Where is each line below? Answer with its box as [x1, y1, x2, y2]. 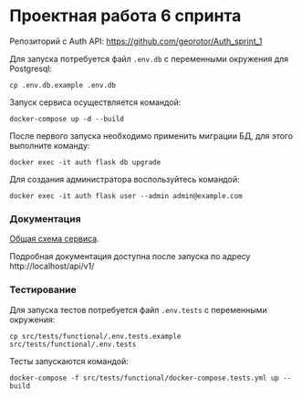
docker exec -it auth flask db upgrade [9, 157, 161, 167]
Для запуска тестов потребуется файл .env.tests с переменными [9, 304, 267, 315]
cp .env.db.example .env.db [9, 80, 117, 89]
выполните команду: [9, 140, 90, 151]
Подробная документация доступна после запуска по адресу [9, 251, 251, 262]
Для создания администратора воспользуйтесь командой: [9, 173, 240, 184]
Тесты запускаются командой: [9, 355, 130, 366]
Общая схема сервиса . [9, 234, 100, 245]
